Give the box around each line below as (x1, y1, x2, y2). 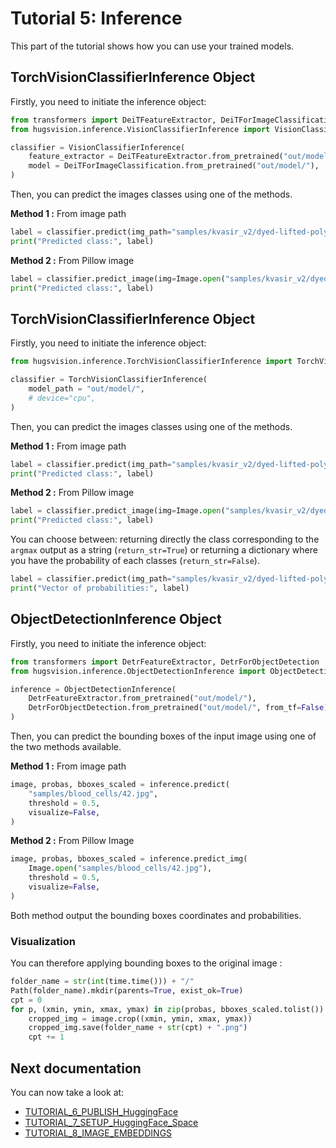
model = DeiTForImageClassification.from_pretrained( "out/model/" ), (28, 161, 320, 171)
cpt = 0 (10, 995, 43, 1005)
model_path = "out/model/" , (28, 384, 145, 394)
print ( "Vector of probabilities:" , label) (10, 583, 190, 594)
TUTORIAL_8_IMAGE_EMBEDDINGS (24, 1127, 173, 1139)
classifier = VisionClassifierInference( (10, 142, 186, 152)
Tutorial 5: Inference (10, 7, 183, 30)
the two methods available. (10, 741, 122, 752)
